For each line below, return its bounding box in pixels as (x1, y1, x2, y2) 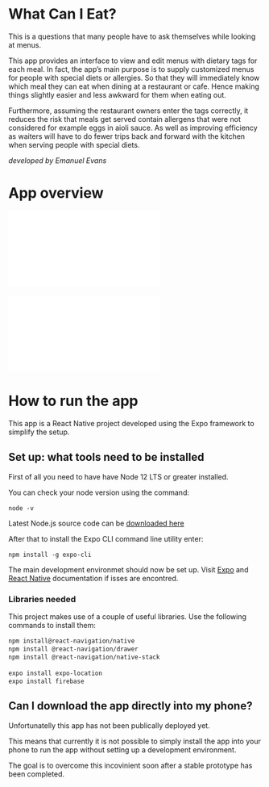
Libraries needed (8, 593, 77, 605)
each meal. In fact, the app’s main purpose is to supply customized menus (8, 64, 255, 73)
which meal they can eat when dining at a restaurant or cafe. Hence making (8, 82, 260, 91)
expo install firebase (8, 677, 85, 685)
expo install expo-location (8, 669, 103, 677)
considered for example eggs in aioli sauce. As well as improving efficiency (8, 123, 258, 132)
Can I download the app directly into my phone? (8, 699, 253, 713)
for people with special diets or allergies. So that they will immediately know (8, 73, 260, 82)
